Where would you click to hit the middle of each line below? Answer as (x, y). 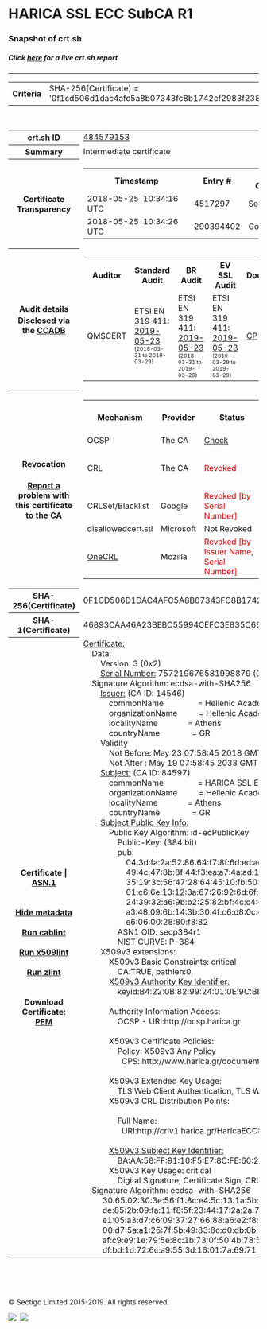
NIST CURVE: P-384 (156, 942)
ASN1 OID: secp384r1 (159, 931)
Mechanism (120, 417)
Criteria (27, 94)
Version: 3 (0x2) (131, 663)
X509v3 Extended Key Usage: (165, 1081)
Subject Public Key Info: (145, 822)
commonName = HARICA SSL (180, 783)
